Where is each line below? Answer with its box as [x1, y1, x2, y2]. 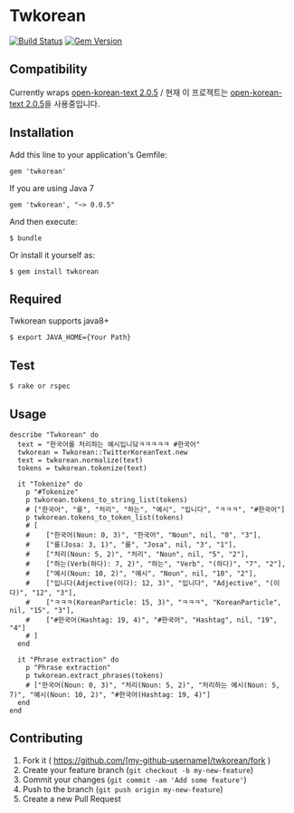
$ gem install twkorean [9, 266, 100, 276]
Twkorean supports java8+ [9, 315, 109, 326]
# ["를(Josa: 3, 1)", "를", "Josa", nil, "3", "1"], [25, 540, 237, 549]
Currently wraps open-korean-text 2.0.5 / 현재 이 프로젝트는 [9, 87, 229, 98]
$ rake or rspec [9, 382, 71, 391]
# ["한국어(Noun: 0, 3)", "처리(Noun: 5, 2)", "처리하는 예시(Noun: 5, [25, 681, 280, 690]
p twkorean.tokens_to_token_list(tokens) [25, 513, 184, 522]
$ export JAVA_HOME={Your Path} [9, 333, 131, 343]
